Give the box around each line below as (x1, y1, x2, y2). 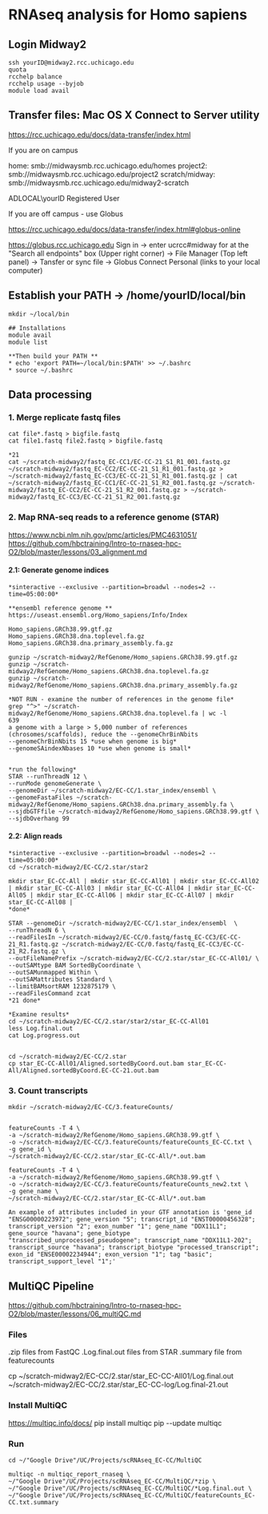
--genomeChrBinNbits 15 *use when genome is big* (8, 737, 178, 745)
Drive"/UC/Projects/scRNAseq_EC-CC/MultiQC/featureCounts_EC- (43, 1492, 256, 1500)
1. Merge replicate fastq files (8, 411, 122, 422)
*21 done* (8, 996, 42, 1005)
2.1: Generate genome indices (8, 565, 110, 575)
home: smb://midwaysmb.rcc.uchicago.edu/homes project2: (8, 160, 208, 170)
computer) (8, 265, 43, 275)
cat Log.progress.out (8, 1032, 81, 1040)
